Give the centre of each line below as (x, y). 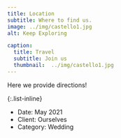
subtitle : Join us (41, 59)
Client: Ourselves (42, 119)
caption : (20, 46)
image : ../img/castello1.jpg (50, 26)
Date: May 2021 (40, 112)
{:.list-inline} (25, 98)
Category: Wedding (45, 127)
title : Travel (34, 52)
